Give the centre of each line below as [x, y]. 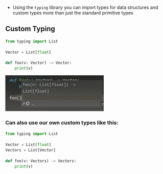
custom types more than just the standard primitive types [73, 13]
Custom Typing [30, 29]
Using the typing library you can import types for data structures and [85, 7]
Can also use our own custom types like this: [62, 122]
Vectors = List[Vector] [31, 150]
